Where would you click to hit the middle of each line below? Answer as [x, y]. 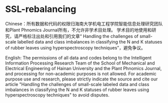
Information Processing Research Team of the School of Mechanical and [80, 63]
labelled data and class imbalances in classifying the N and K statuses [90, 41]
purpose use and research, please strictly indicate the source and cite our [81, 79]
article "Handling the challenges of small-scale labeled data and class [77, 84]
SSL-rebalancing [41, 9]
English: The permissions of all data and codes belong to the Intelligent [78, 57]
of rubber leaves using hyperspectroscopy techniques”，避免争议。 [75, 47]
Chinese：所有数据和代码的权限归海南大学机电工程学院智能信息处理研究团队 [84, 23]
